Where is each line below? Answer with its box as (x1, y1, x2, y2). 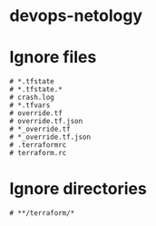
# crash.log (9, 93, 54, 103)
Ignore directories (9, 179, 147, 200)
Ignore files (9, 47, 97, 68)
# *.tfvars (9, 101, 51, 110)
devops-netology (9, 5, 143, 26)
